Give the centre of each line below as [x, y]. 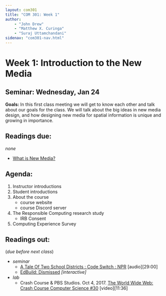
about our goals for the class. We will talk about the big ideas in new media [83, 109]
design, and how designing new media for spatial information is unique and [83, 115]
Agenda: [19, 174]
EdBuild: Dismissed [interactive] [53, 272]
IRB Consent [33, 218]
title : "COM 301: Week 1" [32, 15]
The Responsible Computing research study [58, 213]
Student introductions [35, 192]
